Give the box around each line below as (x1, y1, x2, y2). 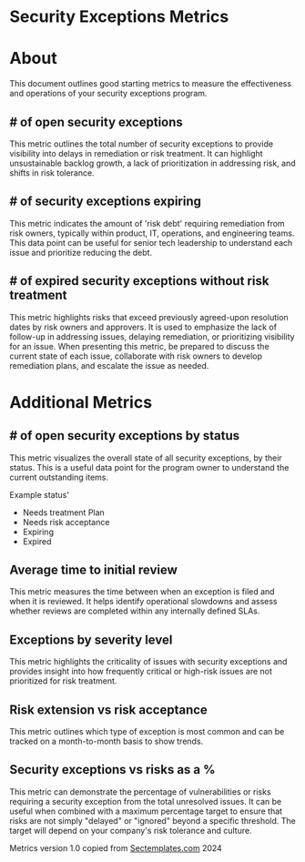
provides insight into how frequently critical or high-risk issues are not (9, 666, 273, 677)
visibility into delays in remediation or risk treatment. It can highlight (9, 147, 263, 158)
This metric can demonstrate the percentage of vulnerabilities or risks (9, 786, 271, 797)
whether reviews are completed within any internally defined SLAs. (9, 605, 260, 616)
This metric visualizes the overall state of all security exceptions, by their (9, 452, 282, 463)
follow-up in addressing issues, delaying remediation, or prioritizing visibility (9, 330, 295, 342)
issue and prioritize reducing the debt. (9, 247, 153, 258)
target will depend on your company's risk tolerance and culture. (9, 825, 252, 836)
